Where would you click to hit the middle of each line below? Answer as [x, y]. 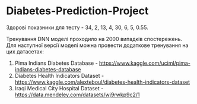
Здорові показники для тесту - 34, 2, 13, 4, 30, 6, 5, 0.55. [77, 27]
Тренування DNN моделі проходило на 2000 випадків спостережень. [94, 39]
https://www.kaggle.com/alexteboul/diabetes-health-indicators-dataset [102, 82]
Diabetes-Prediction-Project [77, 11]
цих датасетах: [25, 51]
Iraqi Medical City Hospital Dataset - [59, 88]
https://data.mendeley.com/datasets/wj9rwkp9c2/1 [77, 94]
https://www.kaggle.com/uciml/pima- [145, 63]
